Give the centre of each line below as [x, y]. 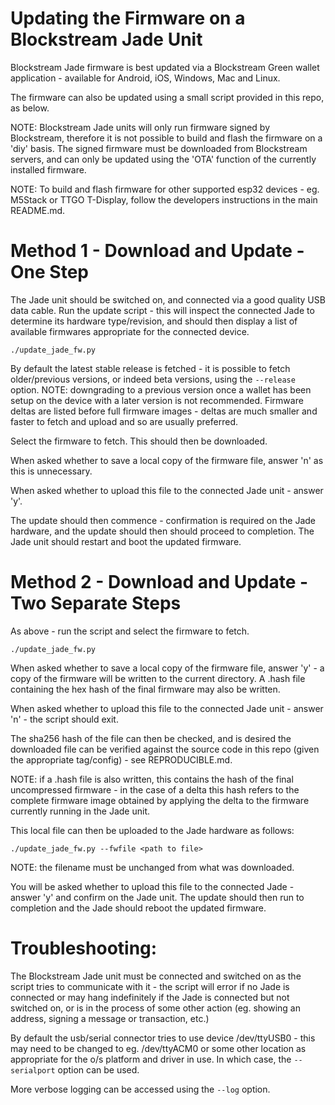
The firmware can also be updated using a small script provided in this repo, [167, 97]
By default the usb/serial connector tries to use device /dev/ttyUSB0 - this [163, 1038]
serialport [33, 1070]
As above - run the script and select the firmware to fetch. [130, 631]
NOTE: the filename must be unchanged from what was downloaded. [152, 867]
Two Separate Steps [96, 603]
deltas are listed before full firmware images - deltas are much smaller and [164, 411]
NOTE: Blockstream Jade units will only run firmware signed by [140, 127]
